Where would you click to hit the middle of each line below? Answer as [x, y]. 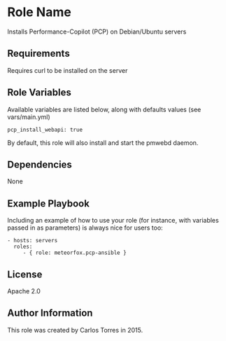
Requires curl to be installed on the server [68, 70]
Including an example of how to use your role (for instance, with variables [113, 221]
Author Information [50, 313]
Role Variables [39, 93]
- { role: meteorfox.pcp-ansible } [75, 253]
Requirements [38, 54]
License [25, 274]
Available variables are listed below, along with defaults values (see [104, 109]
